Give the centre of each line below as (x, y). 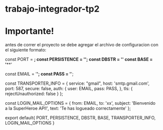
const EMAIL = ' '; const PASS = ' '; (39, 74)
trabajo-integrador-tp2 (52, 9)
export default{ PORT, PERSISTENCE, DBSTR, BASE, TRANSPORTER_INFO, (80, 118)
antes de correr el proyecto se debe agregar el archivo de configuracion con (82, 45)
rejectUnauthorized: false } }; (34, 94)
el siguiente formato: (26, 50)
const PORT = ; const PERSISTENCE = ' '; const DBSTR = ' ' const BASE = (79, 59)
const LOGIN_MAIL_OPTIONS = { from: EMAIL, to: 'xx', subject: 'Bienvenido (80, 103)
